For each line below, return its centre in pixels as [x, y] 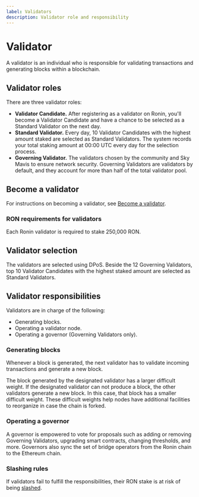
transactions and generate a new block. [55, 369]
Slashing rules [27, 468]
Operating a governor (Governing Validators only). [76, 334]
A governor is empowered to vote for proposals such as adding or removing [99, 434]
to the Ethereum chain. [34, 453]
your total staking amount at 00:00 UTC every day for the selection [97, 145]
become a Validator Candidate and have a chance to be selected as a [99, 120]
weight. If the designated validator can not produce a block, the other [91, 387]
